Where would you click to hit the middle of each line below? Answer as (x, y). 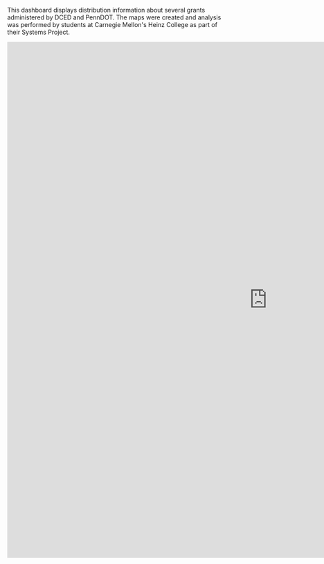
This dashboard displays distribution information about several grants (106, 10)
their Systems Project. (39, 32)
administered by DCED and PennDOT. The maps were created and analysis (114, 17)
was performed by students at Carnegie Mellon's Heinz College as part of (112, 25)
